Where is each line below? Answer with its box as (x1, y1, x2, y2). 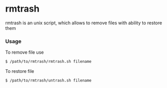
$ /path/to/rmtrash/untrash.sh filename (5, 78, 92, 83)
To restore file (5, 68, 34, 74)
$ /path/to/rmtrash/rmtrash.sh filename (5, 59, 92, 64)
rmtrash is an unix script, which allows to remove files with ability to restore (5, 20, 162, 26)
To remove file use (5, 49, 44, 56)
